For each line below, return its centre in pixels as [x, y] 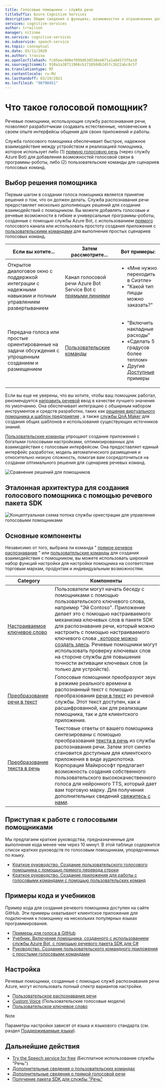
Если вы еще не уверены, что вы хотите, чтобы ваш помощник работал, [81, 395]
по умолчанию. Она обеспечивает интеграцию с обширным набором [78, 406]
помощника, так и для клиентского [96, 714]
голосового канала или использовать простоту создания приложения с [81, 226]
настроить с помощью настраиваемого [102, 632]
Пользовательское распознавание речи [54, 996]
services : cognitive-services [36, 23]
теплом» [137, 360]
